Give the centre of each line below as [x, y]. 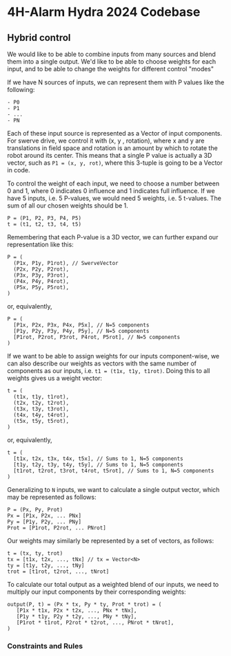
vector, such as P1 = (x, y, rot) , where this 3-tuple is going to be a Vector [115, 163]
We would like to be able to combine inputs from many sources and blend [111, 54]
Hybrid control [39, 38]
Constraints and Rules [45, 646]
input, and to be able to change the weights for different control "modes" [111, 69]
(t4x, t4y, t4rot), [41, 415]
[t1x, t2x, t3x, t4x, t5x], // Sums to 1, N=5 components [99, 459]
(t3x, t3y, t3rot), [41, 409]
